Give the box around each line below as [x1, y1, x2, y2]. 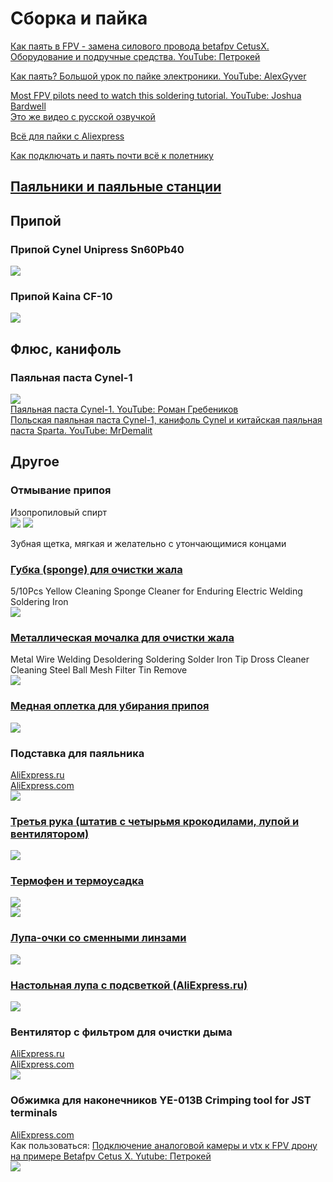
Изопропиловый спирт [10, 506, 108, 518]
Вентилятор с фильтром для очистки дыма [10, 1025, 233, 1039]
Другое [10, 453, 60, 471]
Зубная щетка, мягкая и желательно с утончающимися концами [10, 537, 287, 549]
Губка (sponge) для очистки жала [10, 562, 183, 576]
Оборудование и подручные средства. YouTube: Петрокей [10, 50, 261, 62]
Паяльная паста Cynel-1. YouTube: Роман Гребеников [10, 403, 239, 415]
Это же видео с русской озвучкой [10, 110, 156, 122]
